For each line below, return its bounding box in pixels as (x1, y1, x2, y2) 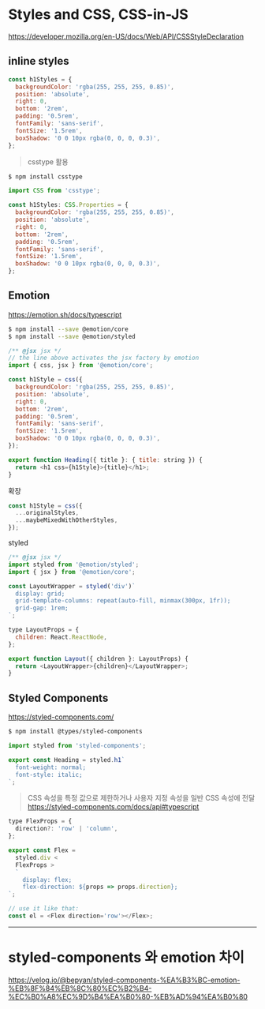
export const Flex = (8, 846, 77, 854)
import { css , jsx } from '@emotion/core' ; (8, 362, 154, 369)
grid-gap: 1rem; (15, 604, 69, 613)
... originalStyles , (15, 509, 80, 517)
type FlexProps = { (8, 817, 73, 826)
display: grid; (15, 590, 65, 598)
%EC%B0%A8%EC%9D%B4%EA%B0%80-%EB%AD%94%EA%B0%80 (8, 992, 248, 1001)
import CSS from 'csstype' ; (8, 187, 101, 195)
